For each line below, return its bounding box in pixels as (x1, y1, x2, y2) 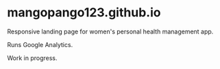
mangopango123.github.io (7, 5, 161, 20)
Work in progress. (7, 53, 58, 62)
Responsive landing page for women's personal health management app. (7, 27, 214, 36)
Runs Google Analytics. (7, 40, 73, 49)
